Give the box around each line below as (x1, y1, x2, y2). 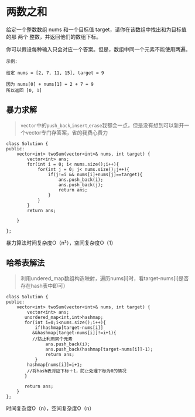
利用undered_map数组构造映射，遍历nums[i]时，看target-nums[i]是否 (20, 274, 189, 282)
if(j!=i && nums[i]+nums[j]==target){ (47, 171, 143, 177)
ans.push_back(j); (58, 181, 104, 188)
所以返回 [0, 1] (6, 88, 42, 93)
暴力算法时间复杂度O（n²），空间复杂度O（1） (6, 239, 117, 246)
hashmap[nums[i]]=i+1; (27, 362, 83, 368)
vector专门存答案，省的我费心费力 (25, 129, 108, 136)
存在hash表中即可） (20, 282, 69, 289)
